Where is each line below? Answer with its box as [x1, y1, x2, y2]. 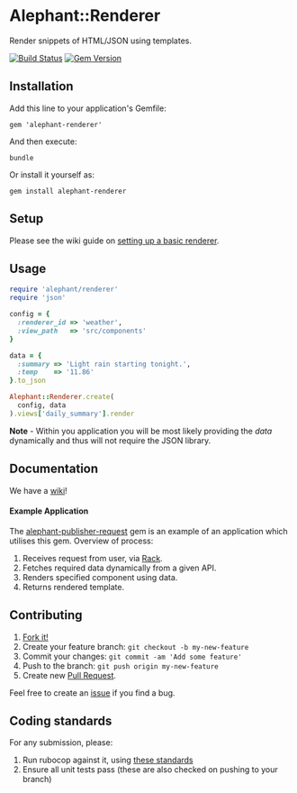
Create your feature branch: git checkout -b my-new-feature [22, 641, 249, 652]
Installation [9, 78, 74, 95]
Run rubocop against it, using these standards [22, 754, 193, 766]
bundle [9, 153, 34, 162]
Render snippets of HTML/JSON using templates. [9, 35, 192, 46]
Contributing [9, 607, 83, 623]
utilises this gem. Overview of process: [9, 535, 154, 546]
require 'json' [9, 294, 67, 303]
